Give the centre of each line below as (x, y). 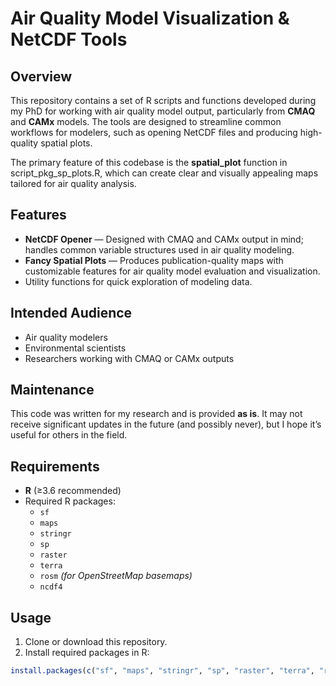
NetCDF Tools (69, 39)
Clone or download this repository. (96, 642)
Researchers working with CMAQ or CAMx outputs (129, 358)
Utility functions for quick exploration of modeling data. (138, 281)
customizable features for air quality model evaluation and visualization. (172, 271)
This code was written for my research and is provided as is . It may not (156, 414)
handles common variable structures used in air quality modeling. (159, 249)
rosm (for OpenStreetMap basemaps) (116, 576)
